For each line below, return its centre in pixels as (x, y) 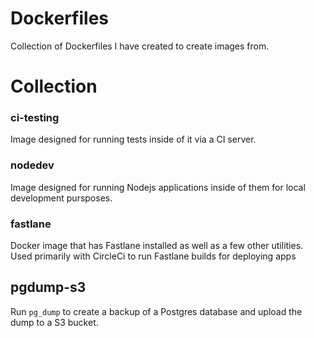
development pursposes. (61, 198)
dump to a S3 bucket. (54, 322)
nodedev (32, 165)
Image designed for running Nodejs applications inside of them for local (158, 187)
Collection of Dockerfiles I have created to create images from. (140, 46)
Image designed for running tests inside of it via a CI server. (133, 139)
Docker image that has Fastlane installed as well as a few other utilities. (157, 246)
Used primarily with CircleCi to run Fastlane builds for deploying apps (153, 256)
